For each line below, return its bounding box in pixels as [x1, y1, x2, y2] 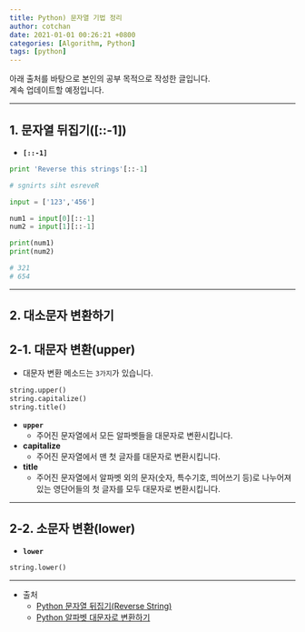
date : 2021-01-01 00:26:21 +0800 [9, 30, 136, 39]
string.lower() [9, 563, 67, 573]
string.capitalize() [9, 394, 88, 403]
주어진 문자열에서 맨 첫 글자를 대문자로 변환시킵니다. [35, 451, 221, 462]
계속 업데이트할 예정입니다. [9, 85, 104, 95]
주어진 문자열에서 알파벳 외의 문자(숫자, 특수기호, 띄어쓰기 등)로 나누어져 [35, 472, 292, 483]
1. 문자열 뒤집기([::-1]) [9, 122, 127, 137]
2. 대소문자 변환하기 [9, 308, 115, 324]
